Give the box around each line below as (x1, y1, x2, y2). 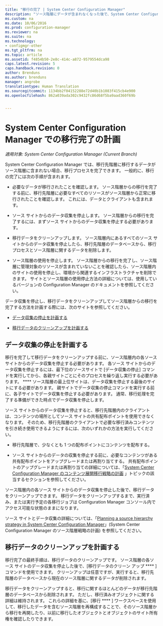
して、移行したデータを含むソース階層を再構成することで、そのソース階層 (5, 604, 153, 609)
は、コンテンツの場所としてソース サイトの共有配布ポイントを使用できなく (5, 414, 155, 419)
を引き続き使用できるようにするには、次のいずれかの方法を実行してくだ (5, 426, 149, 431)
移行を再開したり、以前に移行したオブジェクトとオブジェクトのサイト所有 (9, 609, 158, 615)
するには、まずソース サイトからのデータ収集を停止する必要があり (16, 219, 149, 225)
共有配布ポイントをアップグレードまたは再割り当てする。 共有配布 (12, 458, 146, 464)
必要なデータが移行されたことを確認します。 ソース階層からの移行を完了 (12, 184, 158, 190)
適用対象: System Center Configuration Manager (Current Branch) (5, 151, 137, 157)
